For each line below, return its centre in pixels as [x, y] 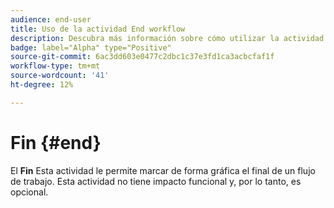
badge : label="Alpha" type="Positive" [91, 47]
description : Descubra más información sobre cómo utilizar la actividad [167, 38]
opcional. [29, 192]
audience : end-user [51, 19]
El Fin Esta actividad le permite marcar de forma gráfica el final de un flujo [163, 170]
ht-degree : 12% [42, 85]
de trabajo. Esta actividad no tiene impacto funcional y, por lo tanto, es [156, 181]
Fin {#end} [56, 142]
